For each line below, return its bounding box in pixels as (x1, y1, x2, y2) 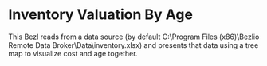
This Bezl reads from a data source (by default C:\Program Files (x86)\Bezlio (8, 32, 260, 41)
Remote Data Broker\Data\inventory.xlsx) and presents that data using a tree (8, 40, 259, 49)
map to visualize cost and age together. (8, 49, 138, 58)
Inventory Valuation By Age (8, 6, 194, 24)
